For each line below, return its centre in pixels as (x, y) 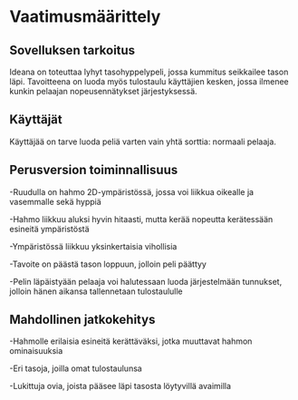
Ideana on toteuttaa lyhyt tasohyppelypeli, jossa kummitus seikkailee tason (149, 72)
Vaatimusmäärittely (85, 17)
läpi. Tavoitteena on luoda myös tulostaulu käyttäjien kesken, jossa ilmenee (149, 82)
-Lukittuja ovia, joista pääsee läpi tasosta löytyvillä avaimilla (120, 386)
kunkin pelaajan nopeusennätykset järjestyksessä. (103, 91)
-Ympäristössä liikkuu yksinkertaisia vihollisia (93, 246)
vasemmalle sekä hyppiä (55, 201)
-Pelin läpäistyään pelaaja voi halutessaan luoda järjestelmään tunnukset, (146, 281)
